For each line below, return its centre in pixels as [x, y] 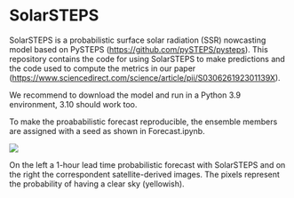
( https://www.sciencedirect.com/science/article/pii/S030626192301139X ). [145, 77]
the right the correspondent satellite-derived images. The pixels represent [144, 174]
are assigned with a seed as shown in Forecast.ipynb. [107, 131]
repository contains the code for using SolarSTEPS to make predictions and [147, 59]
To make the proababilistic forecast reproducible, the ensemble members [143, 122]
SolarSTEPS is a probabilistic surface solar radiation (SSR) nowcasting [138, 40]
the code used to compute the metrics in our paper [103, 68]
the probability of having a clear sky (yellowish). [97, 184]
